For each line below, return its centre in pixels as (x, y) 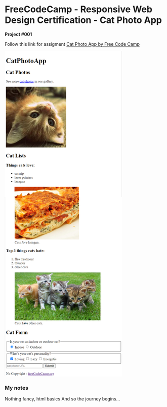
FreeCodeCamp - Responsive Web (79, 9)
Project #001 (18, 34)
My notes (17, 388)
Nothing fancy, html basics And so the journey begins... (62, 399)
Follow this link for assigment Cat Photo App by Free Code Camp (72, 44)
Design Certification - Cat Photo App (83, 20)
